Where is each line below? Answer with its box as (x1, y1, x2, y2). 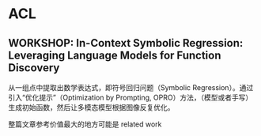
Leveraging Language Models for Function (8, 48, 221, 62)
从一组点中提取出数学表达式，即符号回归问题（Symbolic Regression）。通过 (8, 83, 254, 92)
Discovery (8, 61, 60, 74)
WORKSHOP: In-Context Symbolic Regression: (8, 36, 244, 50)
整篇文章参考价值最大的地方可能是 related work (8, 119, 162, 129)
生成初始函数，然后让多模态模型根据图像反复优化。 (8, 103, 175, 111)
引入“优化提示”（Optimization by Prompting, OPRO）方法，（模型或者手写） (8, 93, 253, 102)
